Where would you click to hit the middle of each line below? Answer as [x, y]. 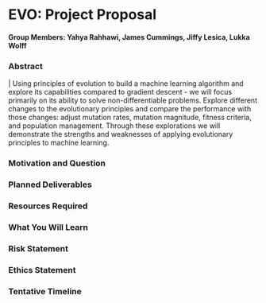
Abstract [26, 66]
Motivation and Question [57, 163]
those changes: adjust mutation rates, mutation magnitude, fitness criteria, [130, 118]
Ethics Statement [42, 270]
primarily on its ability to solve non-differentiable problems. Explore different [133, 100]
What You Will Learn [48, 227]
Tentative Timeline [45, 291]
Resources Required [48, 206]
